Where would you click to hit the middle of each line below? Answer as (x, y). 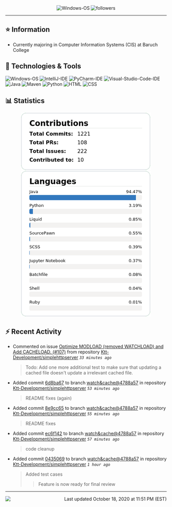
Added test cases (44, 474)
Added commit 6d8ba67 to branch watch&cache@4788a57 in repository (89, 383)
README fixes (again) (49, 398)
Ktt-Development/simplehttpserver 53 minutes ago (66, 388)
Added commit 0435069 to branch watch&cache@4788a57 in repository (90, 459)
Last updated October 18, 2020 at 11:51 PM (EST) (115, 499)
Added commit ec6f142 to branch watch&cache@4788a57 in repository (89, 434)
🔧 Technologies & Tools (43, 66)
